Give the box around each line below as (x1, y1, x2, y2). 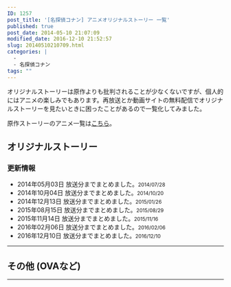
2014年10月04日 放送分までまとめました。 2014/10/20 (16, 189, 164, 197)
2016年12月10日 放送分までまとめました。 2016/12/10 (16, 231, 162, 240)
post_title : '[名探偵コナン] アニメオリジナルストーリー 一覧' (7, 16, 170, 23)
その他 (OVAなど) (7, 260, 81, 272)
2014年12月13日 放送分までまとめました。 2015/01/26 (16, 197, 162, 206)
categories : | (7, 49, 48, 56)
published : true (7, 23, 54, 30)
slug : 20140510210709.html (7, 42, 85, 49)
